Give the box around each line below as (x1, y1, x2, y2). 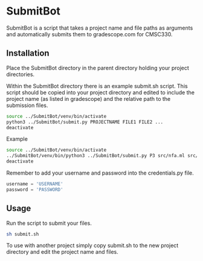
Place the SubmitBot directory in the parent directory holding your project (6, 64, 189, 71)
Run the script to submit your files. (6, 219, 92, 227)
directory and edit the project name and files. (6, 248, 119, 256)
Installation (6, 48, 50, 59)
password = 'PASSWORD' (6, 186, 63, 193)
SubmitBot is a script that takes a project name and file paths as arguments (6, 24, 193, 31)
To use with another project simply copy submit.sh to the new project (6, 242, 179, 249)
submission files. (6, 101, 48, 109)
